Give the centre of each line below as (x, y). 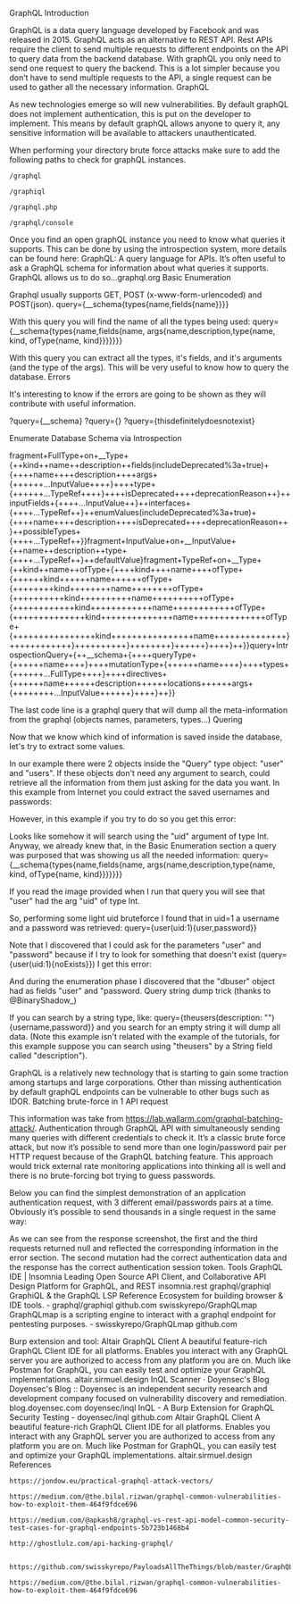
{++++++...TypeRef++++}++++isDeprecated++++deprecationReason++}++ (150, 493)
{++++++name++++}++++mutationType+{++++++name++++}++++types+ (150, 664)
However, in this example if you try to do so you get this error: (123, 819)
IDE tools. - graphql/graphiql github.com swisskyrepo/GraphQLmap (133, 1305)
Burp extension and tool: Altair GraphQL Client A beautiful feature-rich (138, 1341)
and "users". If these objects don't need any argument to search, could (140, 773)
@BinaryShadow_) (43, 1000)
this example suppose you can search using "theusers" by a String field (141, 1046)
